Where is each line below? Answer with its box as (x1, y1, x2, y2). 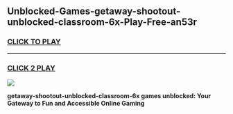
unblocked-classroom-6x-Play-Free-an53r (7, 17, 198, 28)
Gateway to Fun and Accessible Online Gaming (7, 99, 145, 107)
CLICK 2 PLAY (7, 63, 55, 73)
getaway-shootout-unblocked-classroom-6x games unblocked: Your (7, 91, 212, 99)
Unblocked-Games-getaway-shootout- (7, 6, 181, 17)
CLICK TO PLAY (7, 37, 61, 47)
